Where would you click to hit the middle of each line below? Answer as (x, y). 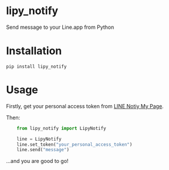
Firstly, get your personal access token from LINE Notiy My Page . (85, 106)
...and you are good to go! (37, 161)
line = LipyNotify (39, 139)
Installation (34, 51)
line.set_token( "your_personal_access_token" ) (75, 144)
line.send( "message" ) (43, 150)
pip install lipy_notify (36, 66)
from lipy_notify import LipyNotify (62, 128)
